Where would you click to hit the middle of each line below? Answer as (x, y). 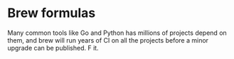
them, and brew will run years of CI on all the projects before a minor (108, 40)
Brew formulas (52, 13)
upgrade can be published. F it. (53, 48)
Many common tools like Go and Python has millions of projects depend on (117, 33)
